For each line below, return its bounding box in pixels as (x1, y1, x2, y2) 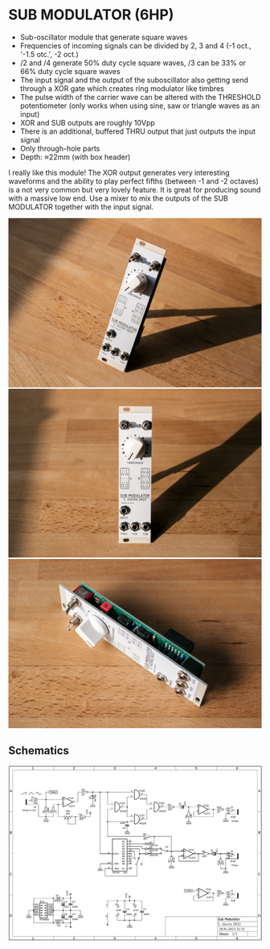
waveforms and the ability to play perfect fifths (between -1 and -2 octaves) (8, 176, 259, 186)
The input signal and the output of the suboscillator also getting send (19, 75, 249, 85)
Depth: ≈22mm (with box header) (19, 151, 131, 162)
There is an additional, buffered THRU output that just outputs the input (19, 126, 256, 136)
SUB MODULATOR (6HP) (8, 6, 174, 24)
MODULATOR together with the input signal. (8, 201, 154, 211)
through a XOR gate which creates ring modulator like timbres (19, 83, 225, 93)
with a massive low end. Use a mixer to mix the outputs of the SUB (8, 193, 229, 203)
